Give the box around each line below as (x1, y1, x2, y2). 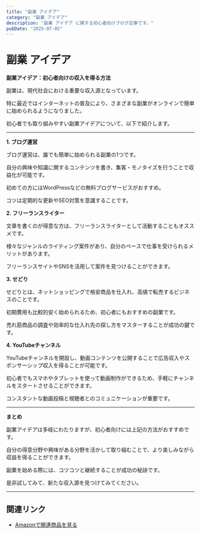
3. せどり (6, 275, 29, 283)
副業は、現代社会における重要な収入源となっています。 (6, 87, 142, 94)
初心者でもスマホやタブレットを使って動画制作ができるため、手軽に (6, 374, 173, 382)
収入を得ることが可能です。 (42, 362, 111, 369)
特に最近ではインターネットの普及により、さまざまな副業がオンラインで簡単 (6, 100, 195, 107)
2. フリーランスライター (6, 209, 65, 217)
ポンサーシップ (6, 362, 43, 369)
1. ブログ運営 (6, 139, 38, 146)
